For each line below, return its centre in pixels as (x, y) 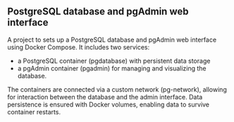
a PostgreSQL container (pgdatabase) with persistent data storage (114, 61)
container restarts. (34, 111)
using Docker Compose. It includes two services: (79, 47)
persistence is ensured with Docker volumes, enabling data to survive (109, 104)
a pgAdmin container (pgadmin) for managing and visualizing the (112, 68)
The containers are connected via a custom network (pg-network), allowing (117, 89)
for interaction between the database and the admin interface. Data (105, 97)
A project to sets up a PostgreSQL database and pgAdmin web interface (112, 39)
